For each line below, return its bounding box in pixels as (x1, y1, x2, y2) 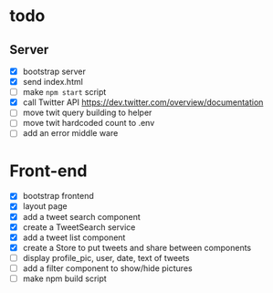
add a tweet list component (22, 232, 126, 243)
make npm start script (22, 87, 107, 98)
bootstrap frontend (22, 191, 94, 202)
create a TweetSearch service (22, 221, 136, 233)
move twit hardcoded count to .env (22, 118, 155, 129)
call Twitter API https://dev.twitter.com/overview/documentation (22, 97, 264, 108)
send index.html (22, 77, 84, 88)
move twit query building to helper (22, 107, 152, 119)
